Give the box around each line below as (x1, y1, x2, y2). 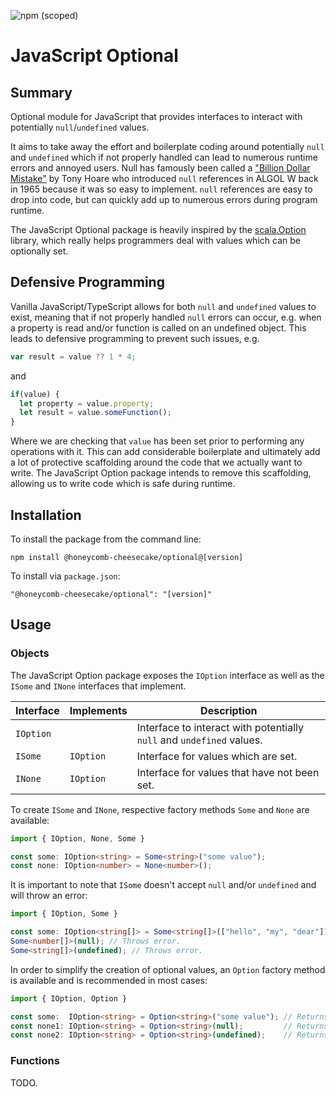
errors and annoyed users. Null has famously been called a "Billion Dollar (10, 162, 311, 174)
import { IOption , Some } (10, 909, 118, 919)
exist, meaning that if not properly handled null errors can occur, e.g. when (10, 311, 322, 323)
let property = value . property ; (19, 398, 155, 409)
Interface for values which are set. (136, 749, 298, 763)
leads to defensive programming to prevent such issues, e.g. (10, 332, 260, 344)
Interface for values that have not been (136, 765, 320, 779)
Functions (10, 1054, 60, 1068)
